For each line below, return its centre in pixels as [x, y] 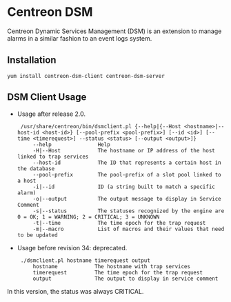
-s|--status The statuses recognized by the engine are [129, 211]
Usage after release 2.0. [51, 114]
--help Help [71, 144]
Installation [32, 60]
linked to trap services [53, 157]
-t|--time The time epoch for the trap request [119, 223]
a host [27, 181]
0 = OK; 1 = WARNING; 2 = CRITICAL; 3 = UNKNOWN [88, 217]
